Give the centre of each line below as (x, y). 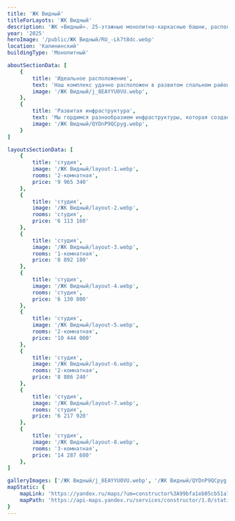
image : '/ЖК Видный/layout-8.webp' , (86, 442)
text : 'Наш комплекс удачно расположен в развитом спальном (122, 85)
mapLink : (33, 494)
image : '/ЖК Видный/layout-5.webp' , (86, 325)
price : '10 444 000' (62, 338)
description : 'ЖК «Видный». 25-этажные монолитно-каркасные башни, (108, 27)
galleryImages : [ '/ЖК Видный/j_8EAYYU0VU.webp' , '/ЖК (87, 481)
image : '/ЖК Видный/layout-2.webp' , (86, 208)
